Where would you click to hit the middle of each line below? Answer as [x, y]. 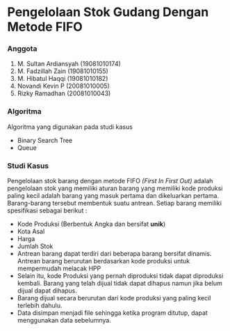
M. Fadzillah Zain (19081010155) [63, 71]
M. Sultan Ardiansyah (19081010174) [69, 64]
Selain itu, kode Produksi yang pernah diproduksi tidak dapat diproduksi [120, 276]
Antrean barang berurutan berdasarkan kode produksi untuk [104, 261]
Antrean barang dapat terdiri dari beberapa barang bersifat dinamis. [114, 254]
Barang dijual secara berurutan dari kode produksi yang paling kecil [114, 298]
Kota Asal [31, 231]
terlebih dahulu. [40, 306]
